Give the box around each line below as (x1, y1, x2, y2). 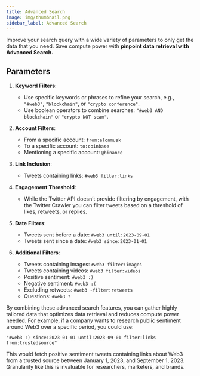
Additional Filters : (14, 249, 60, 256)
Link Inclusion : (14, 160, 53, 168)
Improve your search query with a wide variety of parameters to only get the (6, 37, 194, 44)
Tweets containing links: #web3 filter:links (23, 172, 133, 180)
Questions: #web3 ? (23, 293, 71, 300)
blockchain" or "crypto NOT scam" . (23, 113, 109, 120)
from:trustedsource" (6, 340, 58, 346)
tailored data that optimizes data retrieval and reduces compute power (6, 311, 180, 318)
